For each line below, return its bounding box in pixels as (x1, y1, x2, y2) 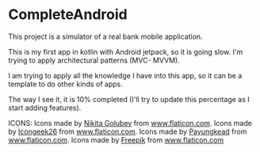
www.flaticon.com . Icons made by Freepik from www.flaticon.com (8, 135, 224, 144)
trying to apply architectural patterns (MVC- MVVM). (8, 55, 181, 65)
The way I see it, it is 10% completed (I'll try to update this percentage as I (8, 94, 250, 104)
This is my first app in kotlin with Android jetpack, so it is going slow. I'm (8, 47, 243, 56)
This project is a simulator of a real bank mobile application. (8, 32, 204, 41)
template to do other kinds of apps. (8, 79, 123, 89)
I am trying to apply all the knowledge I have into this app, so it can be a (8, 70, 243, 80)
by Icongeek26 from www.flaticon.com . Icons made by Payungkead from (8, 127, 247, 136)
